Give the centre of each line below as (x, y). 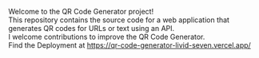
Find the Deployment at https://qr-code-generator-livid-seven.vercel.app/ (130, 45)
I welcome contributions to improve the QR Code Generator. (107, 37)
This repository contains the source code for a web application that (119, 20)
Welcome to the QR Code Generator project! (81, 12)
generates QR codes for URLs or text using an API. (92, 28)
